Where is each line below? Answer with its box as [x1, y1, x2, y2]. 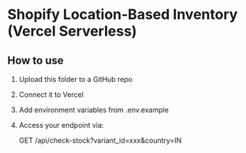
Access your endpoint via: [18, 121, 104, 129]
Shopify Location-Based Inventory [7, 6, 238, 24]
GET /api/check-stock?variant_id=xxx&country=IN [18, 136, 182, 145]
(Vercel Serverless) [7, 22, 137, 40]
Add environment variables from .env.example [18, 105, 169, 114]
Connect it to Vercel [18, 90, 84, 99]
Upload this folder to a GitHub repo [18, 75, 133, 84]
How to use [7, 54, 64, 67]
